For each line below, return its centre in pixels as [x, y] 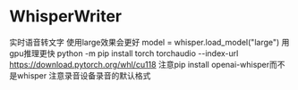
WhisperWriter [66, 16]
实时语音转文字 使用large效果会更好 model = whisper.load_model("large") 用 [149, 42]
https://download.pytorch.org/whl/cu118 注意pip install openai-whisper [140, 64]
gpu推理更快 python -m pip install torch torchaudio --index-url [124, 53]
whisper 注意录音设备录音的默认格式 [84, 75]
